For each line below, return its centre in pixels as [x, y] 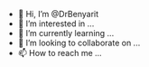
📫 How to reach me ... [60, 53]
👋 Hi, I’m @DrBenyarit [58, 14]
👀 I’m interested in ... [56, 24]
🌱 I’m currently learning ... [66, 33]
